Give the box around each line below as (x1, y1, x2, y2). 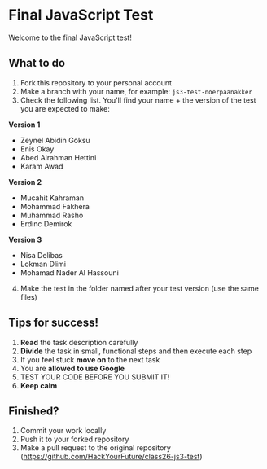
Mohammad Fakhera (20, 201, 90, 211)
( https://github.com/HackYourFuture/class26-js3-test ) (20, 452, 203, 462)
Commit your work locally (20, 426, 107, 436)
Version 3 (8, 234, 42, 244)
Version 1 (8, 120, 41, 129)
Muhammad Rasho (20, 210, 84, 220)
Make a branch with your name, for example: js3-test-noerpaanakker (20, 86, 252, 96)
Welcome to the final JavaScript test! (8, 33, 132, 42)
